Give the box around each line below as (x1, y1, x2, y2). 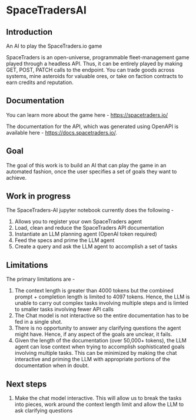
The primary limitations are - (6, 275, 75, 283)
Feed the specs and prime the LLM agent (14, 237, 115, 244)
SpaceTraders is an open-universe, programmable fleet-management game (6, 54, 190, 61)
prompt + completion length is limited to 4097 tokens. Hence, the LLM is (14, 293, 190, 300)
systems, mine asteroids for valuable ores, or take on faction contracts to (6, 73, 184, 79)
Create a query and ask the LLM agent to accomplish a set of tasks (14, 243, 178, 250)
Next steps (6, 379, 47, 389)
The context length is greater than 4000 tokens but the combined (14, 287, 174, 294)
